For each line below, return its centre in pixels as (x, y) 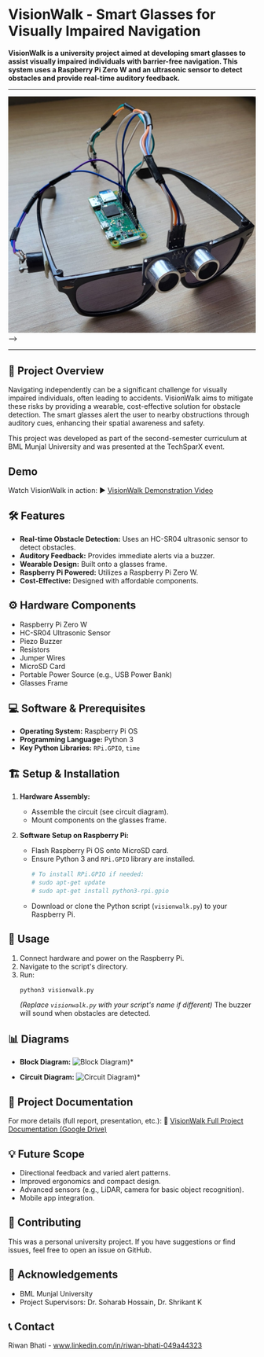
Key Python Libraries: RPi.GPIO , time (79, 748)
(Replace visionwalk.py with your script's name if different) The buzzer (135, 1005)
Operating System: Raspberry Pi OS (79, 731)
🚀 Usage (29, 939)
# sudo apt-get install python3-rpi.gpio (100, 891)
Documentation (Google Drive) (58, 1129)
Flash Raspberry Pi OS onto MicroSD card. (100, 851)
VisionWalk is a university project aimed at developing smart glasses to (127, 53)
